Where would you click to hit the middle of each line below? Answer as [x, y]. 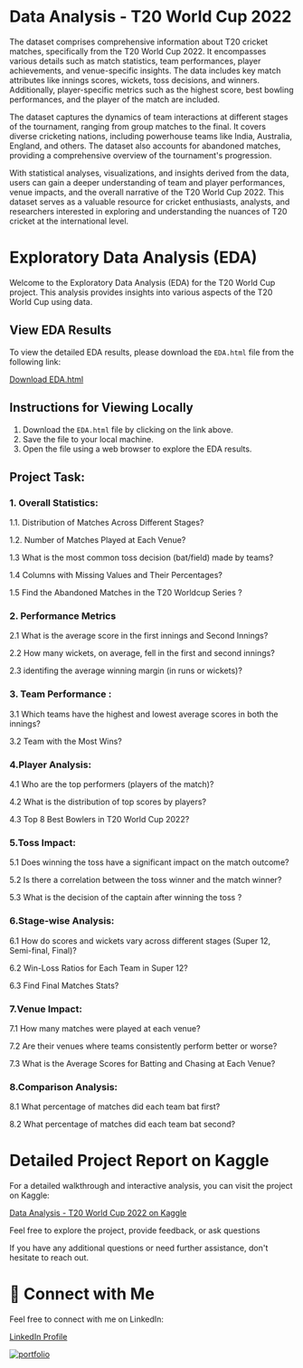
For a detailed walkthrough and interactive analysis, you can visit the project [151, 1186]
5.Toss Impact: [43, 843]
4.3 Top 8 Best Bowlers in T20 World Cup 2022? [99, 820]
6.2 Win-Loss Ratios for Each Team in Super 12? [99, 968]
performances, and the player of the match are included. [114, 99]
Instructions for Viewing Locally [101, 408]
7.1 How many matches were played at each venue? [105, 1028]
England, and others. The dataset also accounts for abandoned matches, [145, 146]
